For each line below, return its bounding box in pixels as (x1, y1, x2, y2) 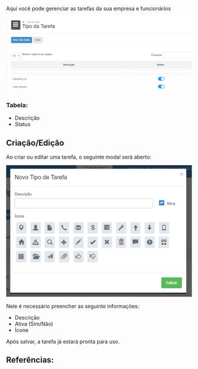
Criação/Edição (6, 138, 65, 148)
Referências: (6, 355, 54, 365)
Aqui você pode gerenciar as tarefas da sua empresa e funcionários (6, 5, 171, 12)
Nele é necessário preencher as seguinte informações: (6, 302, 140, 309)
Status (14, 121, 31, 128)
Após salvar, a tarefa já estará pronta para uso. (6, 338, 120, 345)
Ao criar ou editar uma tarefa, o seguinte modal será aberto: (6, 153, 152, 161)
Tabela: (6, 101, 28, 109)
